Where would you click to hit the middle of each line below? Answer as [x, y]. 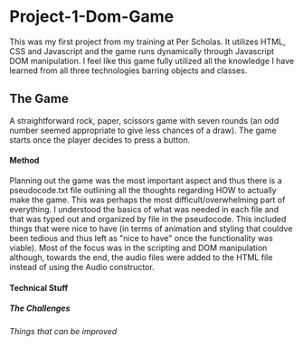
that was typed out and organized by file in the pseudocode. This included [148, 219]
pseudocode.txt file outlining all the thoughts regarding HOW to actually [143, 190]
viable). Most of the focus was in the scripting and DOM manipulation [138, 248]
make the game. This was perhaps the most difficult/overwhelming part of [147, 200]
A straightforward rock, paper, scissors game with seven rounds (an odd [144, 120]
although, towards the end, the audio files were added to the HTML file [141, 257]
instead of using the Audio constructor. [82, 267]
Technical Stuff [39, 287]
